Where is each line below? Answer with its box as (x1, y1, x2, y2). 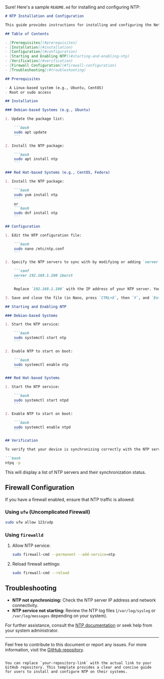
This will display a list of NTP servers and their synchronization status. (5, 469, 146, 475)
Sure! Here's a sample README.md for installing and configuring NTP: (5, 4, 141, 10)
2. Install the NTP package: (5, 143, 64, 148)
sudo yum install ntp (14, 192, 58, 197)
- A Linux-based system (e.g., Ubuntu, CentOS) (5, 85, 104, 90)
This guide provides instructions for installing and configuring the (5, 22, 152, 27)
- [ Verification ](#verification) (5, 58, 73, 63)
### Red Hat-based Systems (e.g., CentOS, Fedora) (5, 170, 110, 175)
